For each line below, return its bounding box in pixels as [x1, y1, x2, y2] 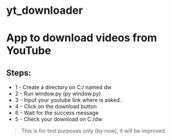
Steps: [6, 67, 31, 78]
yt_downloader [6, 4, 83, 17]
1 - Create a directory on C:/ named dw [14, 84, 112, 91]
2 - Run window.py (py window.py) [14, 90, 101, 97]
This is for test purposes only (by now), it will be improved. [20, 127, 167, 135]
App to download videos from [6, 31, 158, 45]
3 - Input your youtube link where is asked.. [14, 97, 123, 104]
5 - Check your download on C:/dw [14, 115, 102, 123]
